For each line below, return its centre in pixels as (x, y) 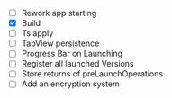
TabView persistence (60, 43)
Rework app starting (59, 13)
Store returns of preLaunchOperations (92, 74)
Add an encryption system (71, 84)
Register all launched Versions (77, 64)
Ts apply (37, 33)
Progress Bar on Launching (72, 54)
